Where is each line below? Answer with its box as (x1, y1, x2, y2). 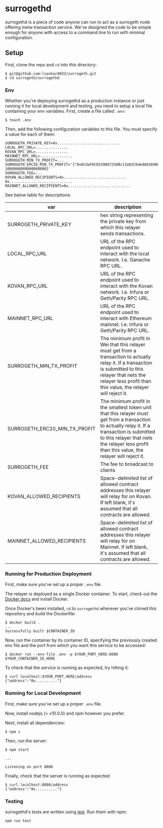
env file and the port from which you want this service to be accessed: (5, 643, 147, 648)
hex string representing (100, 212, 154, 219)
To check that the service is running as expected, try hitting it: (5, 665, 129, 671)
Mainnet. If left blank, (100, 544, 148, 550)
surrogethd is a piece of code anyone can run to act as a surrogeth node (5, 19, 150, 25)
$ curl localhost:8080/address (5, 782, 68, 787)
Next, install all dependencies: (5, 720, 65, 726)
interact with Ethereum (100, 315, 152, 322)
